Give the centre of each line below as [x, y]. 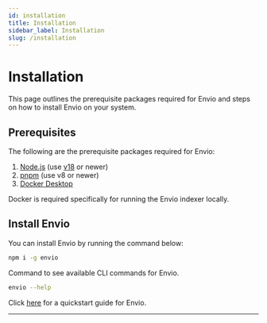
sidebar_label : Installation [56, 30]
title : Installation [43, 23]
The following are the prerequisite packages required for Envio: [112, 151]
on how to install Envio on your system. [72, 107]
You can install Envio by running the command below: [96, 243]
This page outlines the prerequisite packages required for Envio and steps [129, 99]
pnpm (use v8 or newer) [59, 175]
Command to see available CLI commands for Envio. [94, 273]
